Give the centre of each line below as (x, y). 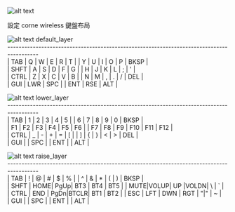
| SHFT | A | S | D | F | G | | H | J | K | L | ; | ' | (71, 69)
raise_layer (51, 156)
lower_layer (52, 98)
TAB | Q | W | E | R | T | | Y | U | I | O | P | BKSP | (80, 62)
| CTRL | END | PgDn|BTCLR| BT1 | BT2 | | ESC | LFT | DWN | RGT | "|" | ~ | (115, 193)
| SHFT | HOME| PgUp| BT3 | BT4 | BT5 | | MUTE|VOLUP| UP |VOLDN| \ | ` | (116, 186)
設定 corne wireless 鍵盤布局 (49, 25)
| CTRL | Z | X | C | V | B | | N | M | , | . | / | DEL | (75, 77)
